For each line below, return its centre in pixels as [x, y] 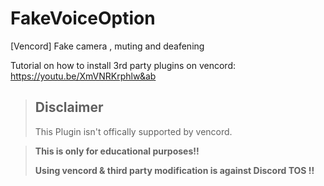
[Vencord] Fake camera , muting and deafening [107, 46]
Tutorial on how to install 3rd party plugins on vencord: [123, 65]
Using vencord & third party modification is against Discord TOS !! [174, 170]
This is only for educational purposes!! [117, 151]
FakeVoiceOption [83, 18]
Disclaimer [69, 107]
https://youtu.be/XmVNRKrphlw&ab [83, 76]
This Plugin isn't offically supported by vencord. [133, 131]
